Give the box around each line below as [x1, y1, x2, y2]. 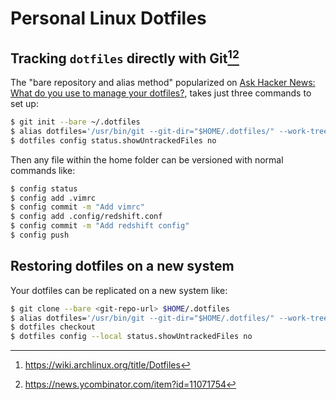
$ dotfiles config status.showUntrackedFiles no [10, 135, 217, 146]
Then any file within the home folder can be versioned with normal [10, 153, 284, 166]
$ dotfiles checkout [10, 322, 97, 332]
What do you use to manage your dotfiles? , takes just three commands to [10, 87, 312, 99]
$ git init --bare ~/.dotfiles [10, 117, 141, 127]
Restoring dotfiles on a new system [10, 258, 235, 275]
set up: [10, 98, 39, 109]
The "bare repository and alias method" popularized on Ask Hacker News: [10, 77, 316, 88]
